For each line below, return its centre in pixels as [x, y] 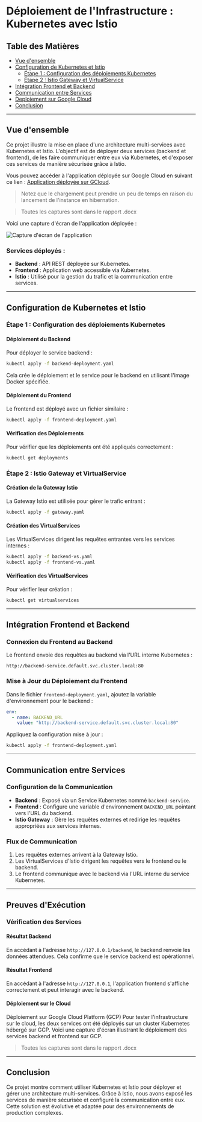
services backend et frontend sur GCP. [54, 1036]
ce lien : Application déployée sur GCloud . [58, 181]
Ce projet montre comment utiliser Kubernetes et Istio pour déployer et [94, 1087]
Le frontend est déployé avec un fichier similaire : [67, 409]
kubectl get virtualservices [43, 600]
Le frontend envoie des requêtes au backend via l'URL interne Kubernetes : [99, 655]
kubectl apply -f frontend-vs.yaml [51, 562]
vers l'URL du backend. [44, 813]
